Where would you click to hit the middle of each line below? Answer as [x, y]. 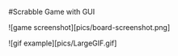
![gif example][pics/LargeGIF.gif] [63, 43]
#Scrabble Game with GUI [52, 12]
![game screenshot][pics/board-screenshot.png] [89, 27]
